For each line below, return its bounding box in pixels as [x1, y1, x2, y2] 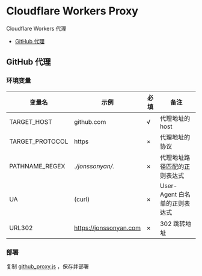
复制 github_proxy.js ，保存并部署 [6, 263, 89, 270]
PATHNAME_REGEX [9, 162, 66, 170]
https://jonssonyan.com [74, 224, 141, 232]
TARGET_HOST [9, 117, 52, 126]
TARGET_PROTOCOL [9, 137, 69, 146]
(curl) [74, 195, 90, 203]
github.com [74, 117, 106, 126]
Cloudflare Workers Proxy [6, 4, 138, 18]
